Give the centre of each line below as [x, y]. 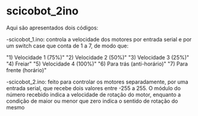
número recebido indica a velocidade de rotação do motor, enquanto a [94, 94]
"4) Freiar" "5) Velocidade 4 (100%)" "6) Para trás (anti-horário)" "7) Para [97, 64]
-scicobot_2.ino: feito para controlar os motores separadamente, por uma [97, 82]
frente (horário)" [26, 70]
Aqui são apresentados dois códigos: [52, 28]
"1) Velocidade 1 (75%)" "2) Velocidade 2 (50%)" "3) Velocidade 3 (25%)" [98, 57]
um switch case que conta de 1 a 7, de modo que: [67, 46]
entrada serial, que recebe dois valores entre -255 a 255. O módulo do [94, 88]
